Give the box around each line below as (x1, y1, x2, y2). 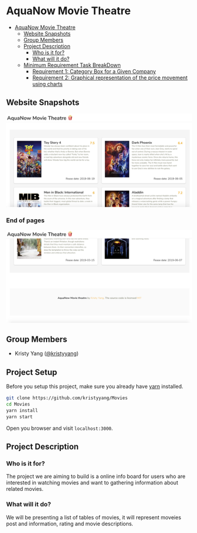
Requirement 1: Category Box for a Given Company (32, 68, 156, 75)
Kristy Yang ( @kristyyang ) (14, 350, 79, 357)
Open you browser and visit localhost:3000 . (6, 425, 113, 432)
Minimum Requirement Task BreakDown (23, 61, 121, 69)
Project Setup (6, 367, 58, 377)
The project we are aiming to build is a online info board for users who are (6, 473, 186, 480)
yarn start (6, 413, 33, 420)
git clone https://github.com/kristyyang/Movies (6, 395, 128, 401)
